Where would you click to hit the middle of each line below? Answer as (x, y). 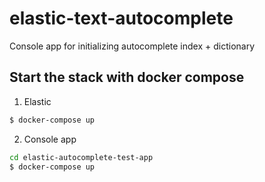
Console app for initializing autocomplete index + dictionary (132, 46)
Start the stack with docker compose (127, 77)
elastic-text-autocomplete (121, 18)
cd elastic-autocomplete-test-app (81, 157)
